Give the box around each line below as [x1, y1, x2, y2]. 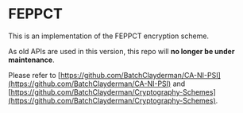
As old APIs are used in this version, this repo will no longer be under [8, 46, 235, 56]
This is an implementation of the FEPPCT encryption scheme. [8, 31, 209, 41]
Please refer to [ [8, 70, 61, 80]
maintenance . [8, 55, 55, 64]
